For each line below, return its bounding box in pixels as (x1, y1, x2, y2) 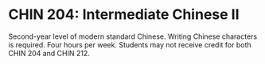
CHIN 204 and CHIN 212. (8, 48, 90, 58)
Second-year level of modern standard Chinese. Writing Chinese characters (8, 32, 257, 41)
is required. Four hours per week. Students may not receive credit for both (8, 40, 252, 49)
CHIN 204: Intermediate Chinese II (8, 6, 240, 24)
